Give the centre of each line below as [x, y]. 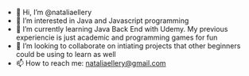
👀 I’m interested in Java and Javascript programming [102, 21]
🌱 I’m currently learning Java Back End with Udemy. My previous [122, 29]
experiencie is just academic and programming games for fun [117, 37]
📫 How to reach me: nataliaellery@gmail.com [91, 63]
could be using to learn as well [66, 54]
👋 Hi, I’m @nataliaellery [54, 12]
